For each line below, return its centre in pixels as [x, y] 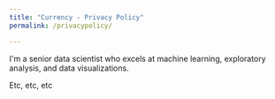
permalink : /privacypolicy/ [61, 26]
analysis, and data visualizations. [69, 68]
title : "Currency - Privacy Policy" [76, 17]
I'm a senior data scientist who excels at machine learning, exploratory [138, 58]
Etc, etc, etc [31, 85]
